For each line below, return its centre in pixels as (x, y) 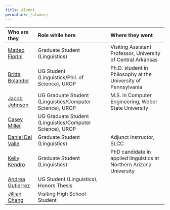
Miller (14, 126)
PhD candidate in (131, 152)
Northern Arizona (131, 164)
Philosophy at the (131, 74)
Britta (14, 74)
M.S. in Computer (131, 95)
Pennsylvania (126, 87)
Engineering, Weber (134, 101)
